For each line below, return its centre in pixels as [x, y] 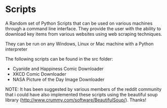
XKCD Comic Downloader [39, 74]
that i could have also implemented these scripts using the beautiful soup [81, 94]
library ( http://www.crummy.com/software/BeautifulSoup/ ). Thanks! [76, 100]
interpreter [16, 49]
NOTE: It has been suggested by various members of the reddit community [83, 89]
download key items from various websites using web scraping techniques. [84, 34]
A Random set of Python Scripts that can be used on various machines [79, 23]
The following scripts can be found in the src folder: [59, 59]
